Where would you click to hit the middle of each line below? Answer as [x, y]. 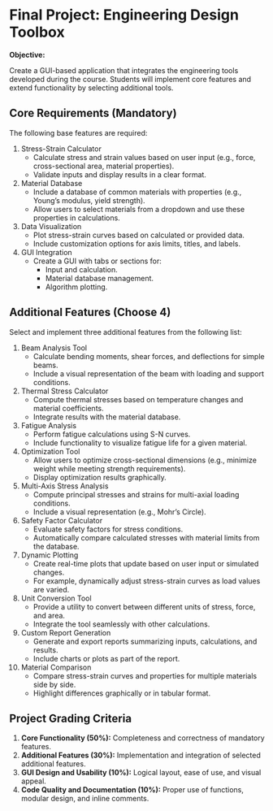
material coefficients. [68, 408]
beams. [46, 365]
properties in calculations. [76, 218]
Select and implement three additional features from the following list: [126, 332]
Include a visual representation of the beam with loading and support [149, 373]
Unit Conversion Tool [56, 598]
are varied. [51, 589]
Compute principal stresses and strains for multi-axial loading [136, 494]
